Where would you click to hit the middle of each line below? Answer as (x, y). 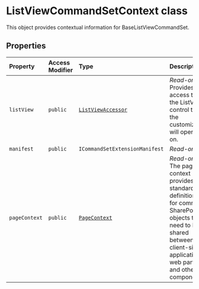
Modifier (61, 70)
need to (180, 225)
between (182, 240)
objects (180, 217)
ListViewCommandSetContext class (97, 11)
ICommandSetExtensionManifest (121, 149)
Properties (26, 46)
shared (179, 232)
